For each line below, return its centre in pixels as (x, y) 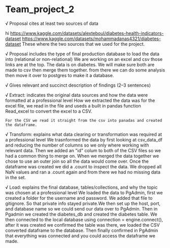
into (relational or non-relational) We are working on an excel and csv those (84, 59)
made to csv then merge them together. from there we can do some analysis (85, 70)
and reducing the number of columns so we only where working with (77, 145)
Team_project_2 (40, 9)
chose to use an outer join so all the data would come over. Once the (77, 161)
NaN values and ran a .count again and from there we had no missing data (83, 172)
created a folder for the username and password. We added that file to (79, 198)
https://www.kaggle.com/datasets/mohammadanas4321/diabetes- (92, 39)
